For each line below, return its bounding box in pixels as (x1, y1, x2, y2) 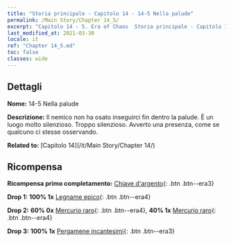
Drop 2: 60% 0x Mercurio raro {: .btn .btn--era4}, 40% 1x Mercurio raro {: (7, 206, 216, 215)
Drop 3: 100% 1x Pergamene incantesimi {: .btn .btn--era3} (7, 227, 175, 236)
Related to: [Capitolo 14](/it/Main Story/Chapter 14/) (7, 141, 155, 149)
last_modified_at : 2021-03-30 (7, 29, 95, 37)
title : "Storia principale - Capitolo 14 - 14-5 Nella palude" (7, 10, 194, 17)
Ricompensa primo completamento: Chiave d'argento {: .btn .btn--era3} (7, 180, 215, 188)
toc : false (7, 49, 39, 56)
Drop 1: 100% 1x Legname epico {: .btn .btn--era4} (7, 193, 151, 201)
